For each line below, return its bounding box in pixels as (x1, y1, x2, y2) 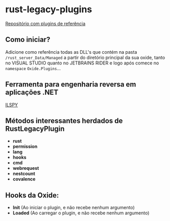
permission (12, 143, 38, 149)
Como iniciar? (5, 35, 51, 44)
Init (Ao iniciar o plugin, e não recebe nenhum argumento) (12, 205, 135, 211)
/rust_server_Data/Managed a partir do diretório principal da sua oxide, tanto (5, 54, 165, 60)
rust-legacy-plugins (5, 4, 92, 15)
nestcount (12, 170, 36, 177)
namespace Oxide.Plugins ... (5, 65, 61, 71)
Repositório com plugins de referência (5, 20, 86, 27)
